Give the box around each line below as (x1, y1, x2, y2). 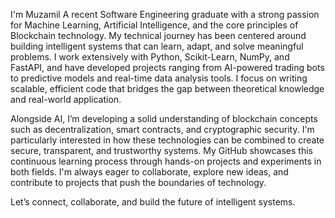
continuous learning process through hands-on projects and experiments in (10, 155, 322, 167)
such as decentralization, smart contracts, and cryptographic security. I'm (10, 124, 315, 135)
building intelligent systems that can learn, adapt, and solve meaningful (10, 40, 304, 52)
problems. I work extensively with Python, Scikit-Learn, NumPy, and (10, 51, 290, 63)
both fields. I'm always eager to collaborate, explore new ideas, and (10, 166, 289, 178)
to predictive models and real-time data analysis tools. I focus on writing (10, 72, 308, 84)
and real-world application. (10, 94, 122, 105)
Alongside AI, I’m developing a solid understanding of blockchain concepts (10, 113, 318, 124)
